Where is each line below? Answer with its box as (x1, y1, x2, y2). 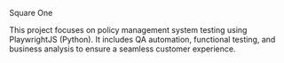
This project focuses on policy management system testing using (9, 25, 248, 35)
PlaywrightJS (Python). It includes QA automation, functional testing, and (9, 35, 276, 44)
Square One (9, 8, 53, 18)
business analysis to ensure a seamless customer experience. (9, 43, 236, 54)
